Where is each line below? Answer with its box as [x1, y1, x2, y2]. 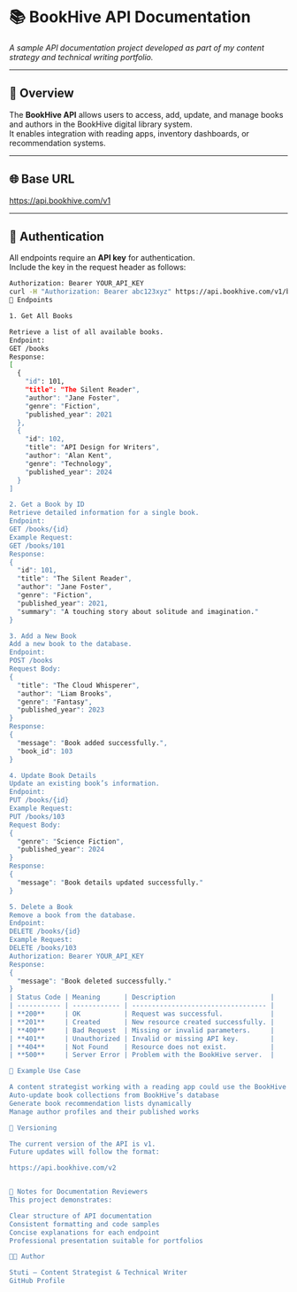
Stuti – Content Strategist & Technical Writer [9, 1268, 188, 1277]
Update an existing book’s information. [9, 779, 161, 789]
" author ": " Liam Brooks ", [17, 689, 113, 698]
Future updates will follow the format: [9, 1148, 161, 1156]
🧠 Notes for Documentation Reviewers [9, 1187, 148, 1196]
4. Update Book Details [9, 771, 97, 780]
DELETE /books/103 [9, 944, 77, 953]
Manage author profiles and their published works [9, 1107, 200, 1117]
